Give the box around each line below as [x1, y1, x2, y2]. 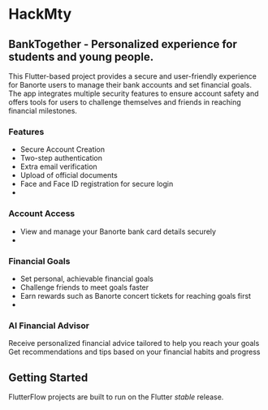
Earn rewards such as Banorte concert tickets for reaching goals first [19, 291, 252, 300]
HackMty [8, 5, 72, 24]
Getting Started [8, 370, 89, 384]
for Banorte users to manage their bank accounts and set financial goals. [8, 80, 252, 89]
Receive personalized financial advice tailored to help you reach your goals [8, 339, 260, 348]
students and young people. [8, 50, 154, 63]
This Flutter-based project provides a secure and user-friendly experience [8, 71, 257, 81]
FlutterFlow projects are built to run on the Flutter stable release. [8, 392, 224, 402]
